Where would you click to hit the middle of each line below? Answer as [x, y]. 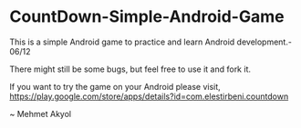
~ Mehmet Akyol [40, 113]
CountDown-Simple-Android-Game [147, 17]
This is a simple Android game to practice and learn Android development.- [150, 42]
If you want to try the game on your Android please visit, [115, 86]
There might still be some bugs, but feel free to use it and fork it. [130, 69]
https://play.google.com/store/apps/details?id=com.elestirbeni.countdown [149, 96]
